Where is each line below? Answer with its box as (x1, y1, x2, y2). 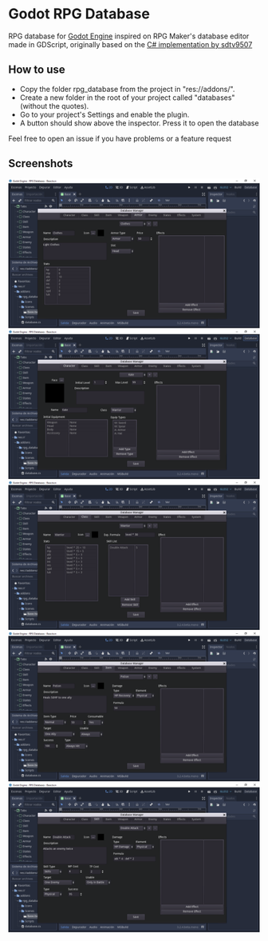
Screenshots (8, 157, 73, 170)
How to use (8, 63, 65, 77)
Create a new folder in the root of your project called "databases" (19, 93, 235, 102)
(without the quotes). (19, 101, 89, 110)
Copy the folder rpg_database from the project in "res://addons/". (19, 84, 235, 94)
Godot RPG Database (8, 5, 150, 23)
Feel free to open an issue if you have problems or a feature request (8, 134, 232, 143)
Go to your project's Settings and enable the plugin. (19, 110, 190, 119)
